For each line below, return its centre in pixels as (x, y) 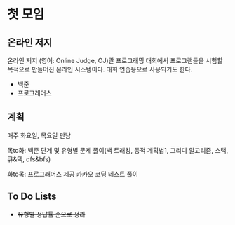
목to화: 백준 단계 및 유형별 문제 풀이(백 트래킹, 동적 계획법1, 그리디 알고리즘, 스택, (118, 150)
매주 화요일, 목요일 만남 (39, 135)
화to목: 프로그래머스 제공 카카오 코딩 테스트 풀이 (73, 174)
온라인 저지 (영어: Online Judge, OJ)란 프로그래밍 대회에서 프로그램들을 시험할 (115, 61)
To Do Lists (32, 197)
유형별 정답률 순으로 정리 (51, 214)
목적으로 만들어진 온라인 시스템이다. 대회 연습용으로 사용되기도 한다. (100, 69)
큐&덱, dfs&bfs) (29, 159)
